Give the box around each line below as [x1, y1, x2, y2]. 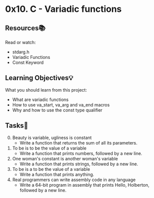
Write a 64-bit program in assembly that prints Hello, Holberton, [19, 182, 150, 188]
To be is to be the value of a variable [12, 145, 87, 151]
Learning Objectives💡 [5, 74, 74, 82]
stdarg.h [12, 49, 30, 55]
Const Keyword [12, 59, 44, 65]
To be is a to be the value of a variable [12, 166, 90, 172]
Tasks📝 [5, 121, 29, 130]
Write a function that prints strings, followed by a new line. [19, 161, 138, 167]
